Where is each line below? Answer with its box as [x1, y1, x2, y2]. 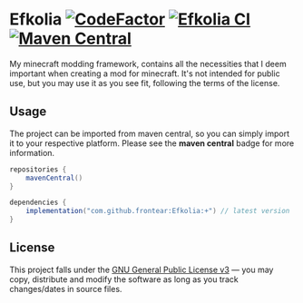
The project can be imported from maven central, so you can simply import [9, 128, 290, 139]
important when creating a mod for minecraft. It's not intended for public [9, 68, 280, 79]
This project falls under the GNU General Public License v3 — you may [9, 264, 274, 275]
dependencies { [9, 198, 67, 208]
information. [9, 147, 55, 158]
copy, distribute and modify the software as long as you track [9, 273, 239, 285]
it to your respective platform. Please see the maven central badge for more [9, 137, 295, 149]
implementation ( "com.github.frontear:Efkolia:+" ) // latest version [25, 207, 290, 216]
